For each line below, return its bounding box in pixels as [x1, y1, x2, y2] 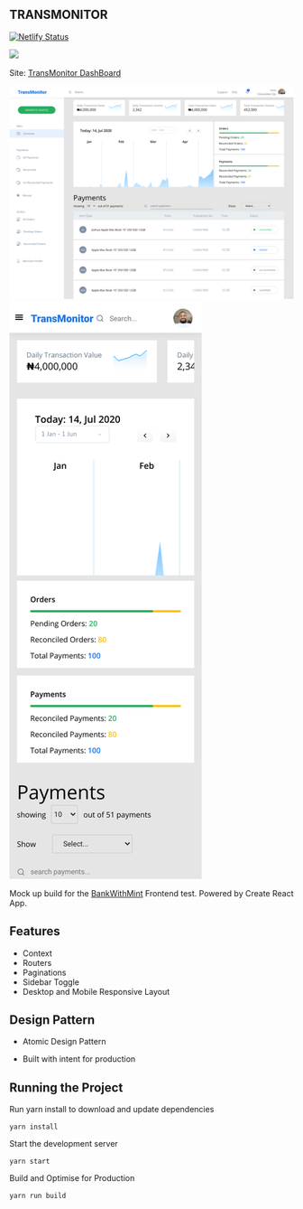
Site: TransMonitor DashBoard [9, 67, 122, 78]
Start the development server [9, 1139, 119, 1149]
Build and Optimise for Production [9, 1173, 135, 1184]
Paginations [22, 967, 67, 978]
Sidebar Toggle [22, 976, 79, 988]
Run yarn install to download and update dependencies [9, 1104, 215, 1115]
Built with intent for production [22, 1054, 136, 1064]
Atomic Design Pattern [22, 1036, 106, 1047]
